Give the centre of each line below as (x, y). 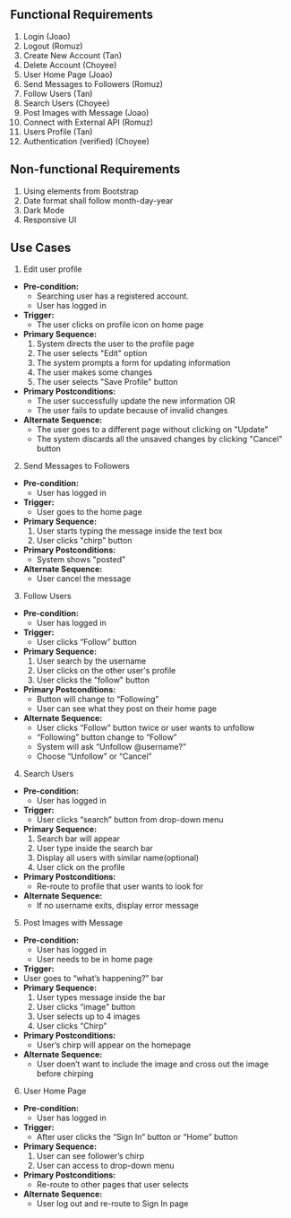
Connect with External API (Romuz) (88, 122)
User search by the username (91, 661)
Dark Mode (44, 210)
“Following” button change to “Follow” (107, 737)
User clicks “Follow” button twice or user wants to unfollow (145, 728)
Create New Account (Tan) (73, 55)
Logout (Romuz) (53, 46)
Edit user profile (52, 269)
